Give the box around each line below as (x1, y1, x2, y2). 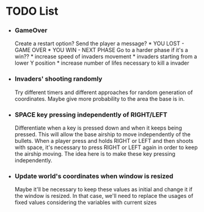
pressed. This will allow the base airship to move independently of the (14, 131, 191, 138)
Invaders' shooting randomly (14, 75, 103, 83)
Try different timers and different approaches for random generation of (14, 89, 193, 96)
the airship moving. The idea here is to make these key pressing (14, 150, 175, 158)
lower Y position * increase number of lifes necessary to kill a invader (14, 59, 190, 67)
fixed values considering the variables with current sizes (14, 199, 157, 206)
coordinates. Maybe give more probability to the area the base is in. (14, 95, 185, 102)
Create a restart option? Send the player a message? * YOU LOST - (14, 40, 184, 47)
